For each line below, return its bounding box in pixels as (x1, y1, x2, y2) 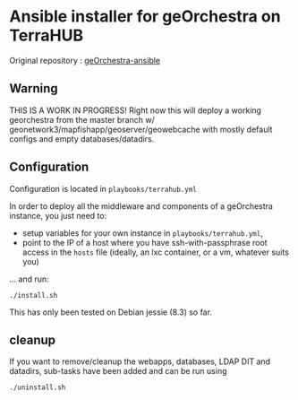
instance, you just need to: (9, 210, 107, 221)
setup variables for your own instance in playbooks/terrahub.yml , (21, 227, 264, 239)
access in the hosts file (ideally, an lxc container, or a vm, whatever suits (21, 247, 289, 257)
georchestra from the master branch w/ (9, 114, 155, 125)
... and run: (9, 274, 49, 284)
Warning (9, 81, 58, 96)
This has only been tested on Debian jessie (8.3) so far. (9, 307, 213, 317)
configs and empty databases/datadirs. (9, 133, 155, 144)
